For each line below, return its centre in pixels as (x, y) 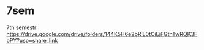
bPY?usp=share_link (32, 40)
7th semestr (21, 27)
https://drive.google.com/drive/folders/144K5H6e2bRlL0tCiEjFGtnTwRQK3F (102, 34)
